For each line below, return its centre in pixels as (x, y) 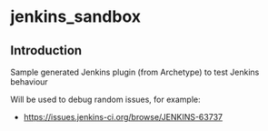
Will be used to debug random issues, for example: (105, 99)
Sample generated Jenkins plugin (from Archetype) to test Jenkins (135, 72)
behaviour (29, 82)
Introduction (46, 50)
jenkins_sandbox (76, 17)
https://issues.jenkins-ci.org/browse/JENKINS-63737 (123, 117)
